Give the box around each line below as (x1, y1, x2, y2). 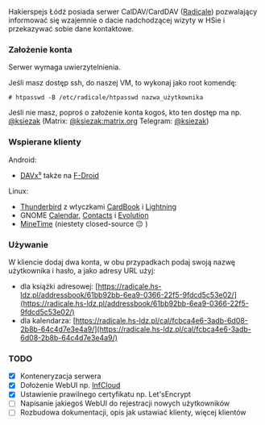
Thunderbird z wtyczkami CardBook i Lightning (19, 202, 177, 211)
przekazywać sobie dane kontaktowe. (8, 24, 135, 33)
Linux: (8, 185, 29, 196)
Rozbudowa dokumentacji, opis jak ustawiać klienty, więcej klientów (19, 407, 247, 418)
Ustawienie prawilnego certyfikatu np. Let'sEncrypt (19, 390, 191, 399)
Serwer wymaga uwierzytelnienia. (8, 62, 121, 72)
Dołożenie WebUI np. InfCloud (19, 381, 121, 390)
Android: (8, 155, 37, 165)
